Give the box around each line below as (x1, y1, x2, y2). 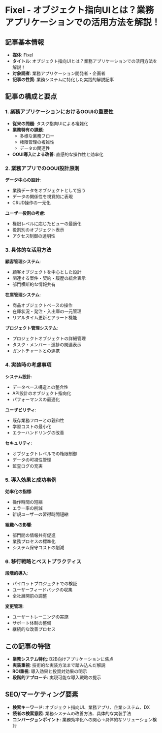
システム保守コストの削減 (12, 544, 65, 550)
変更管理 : (5, 603, 24, 609)
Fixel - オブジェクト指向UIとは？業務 (5, 4, 154, 16)
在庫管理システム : (5, 292, 41, 298)
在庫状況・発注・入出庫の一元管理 (12, 308, 82, 314)
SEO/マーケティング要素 (5, 690, 79, 699)
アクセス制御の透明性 (12, 233, 56, 239)
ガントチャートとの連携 (12, 348, 60, 354)
